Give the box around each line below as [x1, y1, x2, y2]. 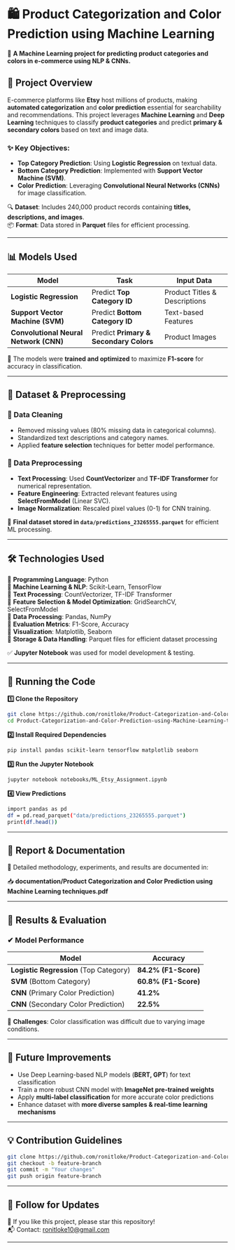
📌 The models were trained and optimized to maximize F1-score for [7, 354, 204, 363]
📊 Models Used [7, 251, 78, 263]
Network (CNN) [10, 336, 64, 346]
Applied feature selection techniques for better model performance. [17, 441, 215, 449]
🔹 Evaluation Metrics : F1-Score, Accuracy [7, 620, 129, 628]
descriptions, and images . [7, 213, 85, 222]
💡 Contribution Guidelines [7, 1135, 122, 1147]
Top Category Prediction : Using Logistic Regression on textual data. [17, 159, 218, 168]
